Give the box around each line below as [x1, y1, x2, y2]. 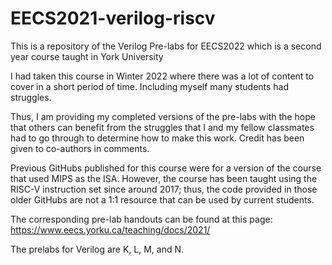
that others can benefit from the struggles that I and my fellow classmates [10, 121, 315, 133]
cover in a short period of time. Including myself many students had [10, 80, 290, 92]
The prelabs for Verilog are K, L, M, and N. [10, 243, 185, 255]
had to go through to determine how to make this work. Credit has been [10, 132, 305, 144]
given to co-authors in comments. [10, 142, 150, 154]
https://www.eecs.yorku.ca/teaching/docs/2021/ [10, 223, 211, 236]
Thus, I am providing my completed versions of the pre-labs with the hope [10, 110, 316, 122]
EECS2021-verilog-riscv [10, 7, 216, 30]
